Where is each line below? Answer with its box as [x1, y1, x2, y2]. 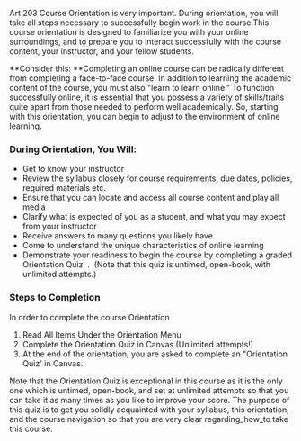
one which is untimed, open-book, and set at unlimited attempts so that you [9, 384, 289, 395]
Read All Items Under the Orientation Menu [22, 328, 181, 340]
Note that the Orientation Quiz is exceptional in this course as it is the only [9, 375, 283, 386]
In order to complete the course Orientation [9, 311, 170, 322]
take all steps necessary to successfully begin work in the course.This [9, 17, 270, 28]
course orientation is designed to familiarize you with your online [9, 27, 249, 37]
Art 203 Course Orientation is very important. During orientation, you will [9, 8, 279, 18]
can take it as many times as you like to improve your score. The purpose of [9, 394, 290, 405]
